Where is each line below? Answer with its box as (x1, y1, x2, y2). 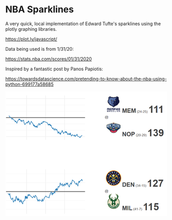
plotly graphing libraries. (5, 26, 57, 32)
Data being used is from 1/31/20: (5, 46, 74, 52)
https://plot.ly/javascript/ (5, 36, 58, 42)
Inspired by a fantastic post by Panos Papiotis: (5, 66, 104, 72)
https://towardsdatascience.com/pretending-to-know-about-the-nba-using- (5, 75, 167, 82)
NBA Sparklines (5, 4, 74, 15)
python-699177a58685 (5, 81, 54, 87)
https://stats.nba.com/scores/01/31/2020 (5, 55, 92, 62)
